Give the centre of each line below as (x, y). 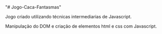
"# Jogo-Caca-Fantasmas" (33, 7)
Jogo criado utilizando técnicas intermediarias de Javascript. (68, 17)
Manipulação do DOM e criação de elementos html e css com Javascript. (81, 26)
